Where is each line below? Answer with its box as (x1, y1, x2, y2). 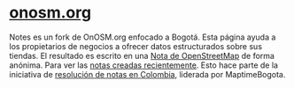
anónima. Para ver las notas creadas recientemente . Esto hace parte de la (9, 60, 279, 70)
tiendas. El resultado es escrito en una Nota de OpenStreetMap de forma (9, 50, 275, 61)
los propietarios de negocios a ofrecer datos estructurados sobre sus (9, 40, 263, 51)
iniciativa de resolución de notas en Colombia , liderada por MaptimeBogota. (9, 69, 286, 79)
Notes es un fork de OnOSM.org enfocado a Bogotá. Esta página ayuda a (9, 32, 276, 42)
